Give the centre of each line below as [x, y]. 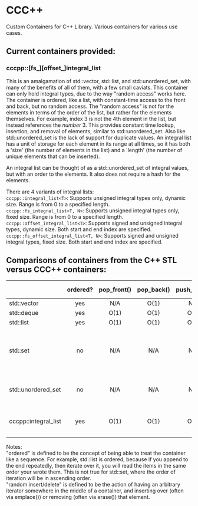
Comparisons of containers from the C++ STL [92, 260]
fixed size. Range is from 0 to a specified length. [65, 216]
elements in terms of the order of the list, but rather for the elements [89, 112]
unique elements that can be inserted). [53, 156]
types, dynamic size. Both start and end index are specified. [79, 229]
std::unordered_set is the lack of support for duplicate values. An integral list [99, 137]
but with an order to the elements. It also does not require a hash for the [93, 174]
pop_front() [115, 290]
